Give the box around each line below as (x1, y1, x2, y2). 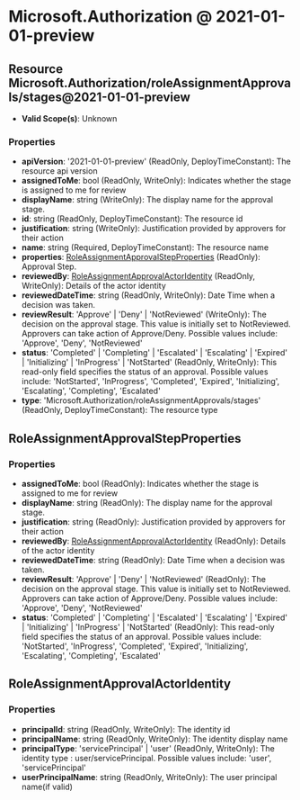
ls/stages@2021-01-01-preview (8, 89, 190, 104)
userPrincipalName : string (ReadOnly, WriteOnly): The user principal (21, 771, 278, 782)
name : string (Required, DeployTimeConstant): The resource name (21, 242, 269, 253)
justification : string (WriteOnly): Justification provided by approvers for (21, 223, 287, 234)
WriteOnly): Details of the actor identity (21, 281, 167, 292)
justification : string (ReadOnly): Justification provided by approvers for (21, 516, 286, 527)
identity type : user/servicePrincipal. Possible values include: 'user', (21, 752, 272, 763)
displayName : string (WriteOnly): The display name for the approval (21, 194, 274, 205)
